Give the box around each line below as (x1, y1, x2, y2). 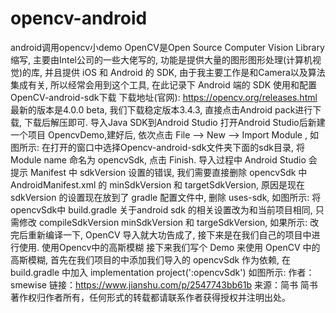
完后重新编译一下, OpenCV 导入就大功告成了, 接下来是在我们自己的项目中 (10, 228, 312, 241)
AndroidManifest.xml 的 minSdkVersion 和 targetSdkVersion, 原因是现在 (10, 178, 305, 191)
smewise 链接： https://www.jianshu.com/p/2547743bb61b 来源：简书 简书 (10, 278, 318, 291)
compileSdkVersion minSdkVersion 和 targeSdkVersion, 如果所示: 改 (38, 216, 320, 228)
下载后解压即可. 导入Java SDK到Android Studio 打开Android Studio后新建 (23, 116, 326, 128)
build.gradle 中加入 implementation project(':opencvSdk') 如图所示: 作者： (10, 266, 315, 278)
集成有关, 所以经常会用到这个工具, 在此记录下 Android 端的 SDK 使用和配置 (10, 78, 318, 91)
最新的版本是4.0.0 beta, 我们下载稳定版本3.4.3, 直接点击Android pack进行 (10, 103, 313, 116)
